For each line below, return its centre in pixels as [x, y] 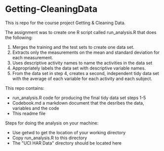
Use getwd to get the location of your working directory [69, 132]
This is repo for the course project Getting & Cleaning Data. [65, 23]
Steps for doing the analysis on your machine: [52, 123]
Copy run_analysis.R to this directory [50, 138]
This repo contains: [25, 88]
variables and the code [36, 108]
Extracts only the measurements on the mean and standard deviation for [86, 52]
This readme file [29, 113]
